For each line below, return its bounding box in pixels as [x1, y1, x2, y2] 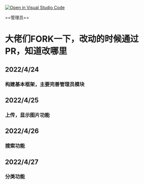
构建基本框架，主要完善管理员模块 [5, 81, 85, 88]
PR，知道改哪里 [5, 46, 67, 57]
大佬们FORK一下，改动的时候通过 [5, 34, 139, 45]
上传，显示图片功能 [5, 111, 50, 118]
